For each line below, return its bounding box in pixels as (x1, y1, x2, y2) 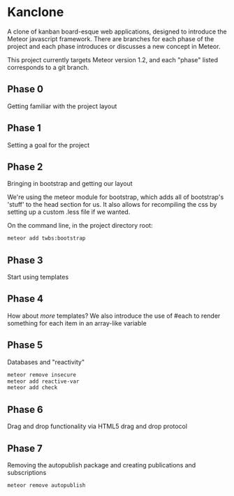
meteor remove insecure (7, 371, 77, 378)
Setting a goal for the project (7, 140, 90, 149)
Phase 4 (7, 293, 44, 305)
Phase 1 (7, 122, 42, 134)
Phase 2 (7, 161, 43, 173)
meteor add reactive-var (7, 378, 80, 385)
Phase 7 (7, 442, 43, 454)
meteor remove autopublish (7, 481, 86, 489)
